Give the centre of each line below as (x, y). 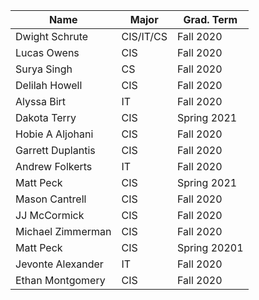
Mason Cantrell (51, 199)
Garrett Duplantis (55, 150)
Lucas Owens (47, 52)
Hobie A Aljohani (54, 134)
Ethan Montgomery (60, 280)
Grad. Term (210, 19)
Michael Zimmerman (63, 231)
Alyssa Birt (41, 101)
